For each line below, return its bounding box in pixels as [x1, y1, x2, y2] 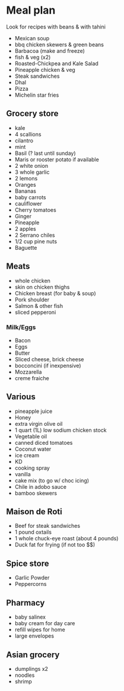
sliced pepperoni [14, 308, 56, 316]
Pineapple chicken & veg [14, 66, 75, 73]
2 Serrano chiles [14, 231, 55, 238]
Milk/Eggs [6, 323, 36, 332]
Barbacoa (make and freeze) [14, 47, 85, 54]
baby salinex [14, 613, 46, 620]
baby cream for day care [14, 620, 75, 627]
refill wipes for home [14, 626, 65, 633]
